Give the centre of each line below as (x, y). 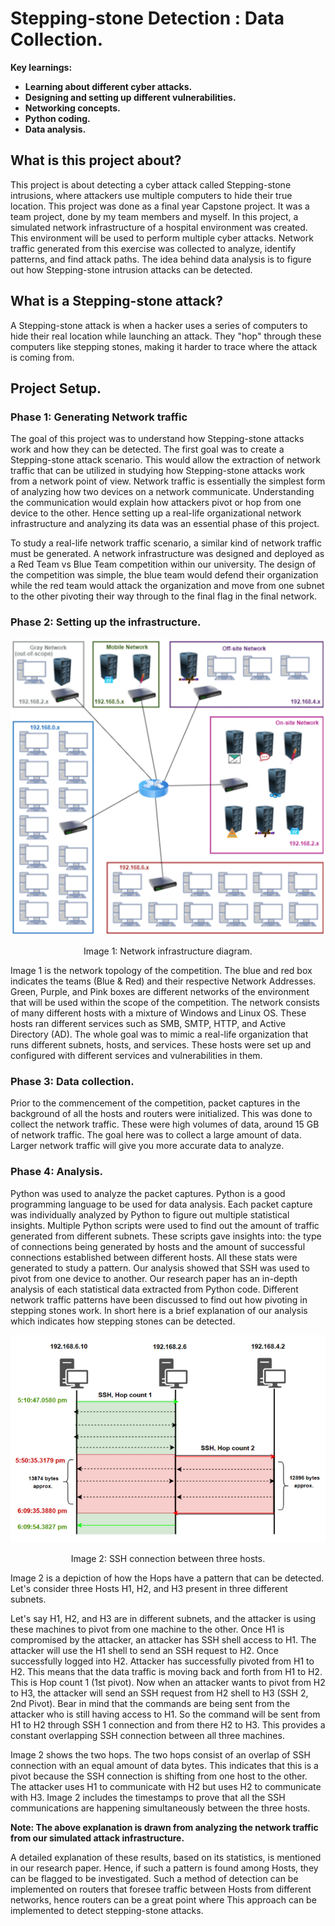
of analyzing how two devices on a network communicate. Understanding (162, 492)
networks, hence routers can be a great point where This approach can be (163, 1900)
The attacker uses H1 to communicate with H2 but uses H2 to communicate (166, 1787)
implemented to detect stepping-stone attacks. (107, 1911)
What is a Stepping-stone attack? (116, 301)
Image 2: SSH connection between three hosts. (168, 1559)
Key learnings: (41, 67)
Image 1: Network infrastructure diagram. (168, 951)
